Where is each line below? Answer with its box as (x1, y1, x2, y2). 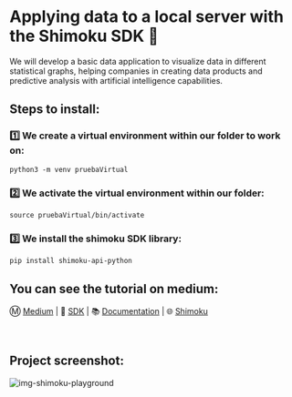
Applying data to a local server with (9, 6, 285, 27)
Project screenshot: (9, 353, 125, 369)
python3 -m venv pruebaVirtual (9, 165, 129, 174)
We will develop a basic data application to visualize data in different (9, 56, 266, 66)
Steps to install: (9, 102, 100, 117)
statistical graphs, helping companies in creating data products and (9, 66, 263, 76)
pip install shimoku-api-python (9, 257, 132, 266)
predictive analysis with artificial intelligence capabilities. (9, 75, 224, 86)
